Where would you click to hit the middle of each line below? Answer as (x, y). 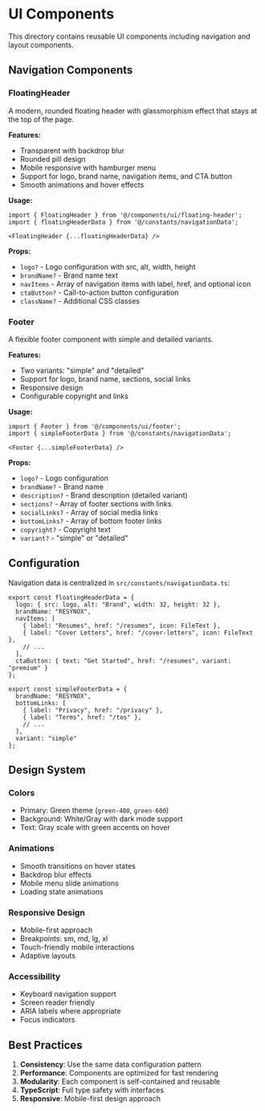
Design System (47, 770)
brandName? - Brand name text (69, 275)
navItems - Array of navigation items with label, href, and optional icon (135, 283)
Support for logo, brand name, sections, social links (105, 378)
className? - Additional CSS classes (80, 301)
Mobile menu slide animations (69, 883)
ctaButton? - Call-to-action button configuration (99, 292)
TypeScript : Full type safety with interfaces (92, 1090)
